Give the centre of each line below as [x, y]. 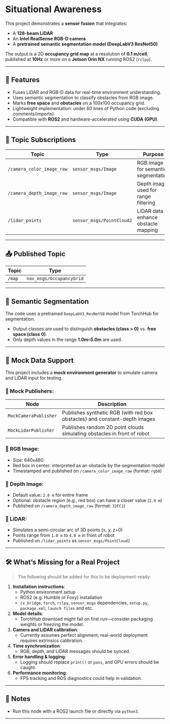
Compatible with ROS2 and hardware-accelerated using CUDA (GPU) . [86, 119]
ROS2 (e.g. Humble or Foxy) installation [61, 597]
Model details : [28, 613]
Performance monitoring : [40, 673]
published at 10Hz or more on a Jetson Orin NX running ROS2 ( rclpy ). [79, 59]
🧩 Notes [18, 699]
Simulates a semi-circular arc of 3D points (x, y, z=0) [68, 530]
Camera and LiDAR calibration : [45, 630]
